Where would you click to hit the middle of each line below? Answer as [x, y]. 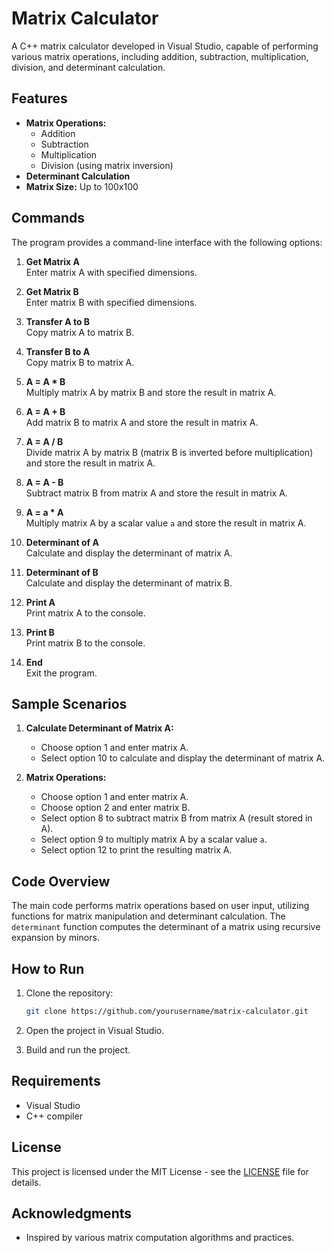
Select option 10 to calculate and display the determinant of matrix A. [183, 758]
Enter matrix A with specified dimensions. [111, 272]
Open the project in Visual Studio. [95, 1030]
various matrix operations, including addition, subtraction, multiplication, [160, 56]
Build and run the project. [78, 1049]
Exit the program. [61, 673]
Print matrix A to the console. [85, 613]
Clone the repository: [69, 993]
